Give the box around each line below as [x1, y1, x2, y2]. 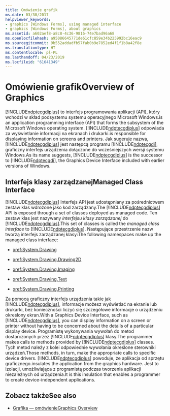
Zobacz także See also [5, 392, 77, 400]
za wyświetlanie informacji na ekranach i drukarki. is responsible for [5, 131, 146, 137]
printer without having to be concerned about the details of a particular [5, 323, 154, 329]
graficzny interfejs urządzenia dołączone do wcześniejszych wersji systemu [5, 147, 164, 153]
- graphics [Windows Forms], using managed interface [5, 21, 122, 27]
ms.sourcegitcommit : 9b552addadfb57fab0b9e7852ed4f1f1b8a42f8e [5, 41, 142, 46]
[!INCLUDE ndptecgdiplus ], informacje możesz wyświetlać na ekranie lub [5, 301, 157, 307]
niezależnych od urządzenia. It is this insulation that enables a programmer [5, 371, 161, 377]
